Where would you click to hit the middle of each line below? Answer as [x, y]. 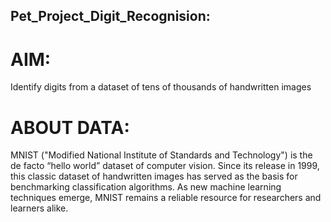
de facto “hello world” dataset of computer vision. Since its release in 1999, [165, 166]
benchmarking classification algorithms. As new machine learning [146, 187]
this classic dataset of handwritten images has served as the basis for [154, 176]
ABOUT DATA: [70, 127]
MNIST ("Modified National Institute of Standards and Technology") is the [161, 155]
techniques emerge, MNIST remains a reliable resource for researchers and [166, 198]
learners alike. [39, 208]
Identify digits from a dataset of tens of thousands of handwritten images [161, 87]
